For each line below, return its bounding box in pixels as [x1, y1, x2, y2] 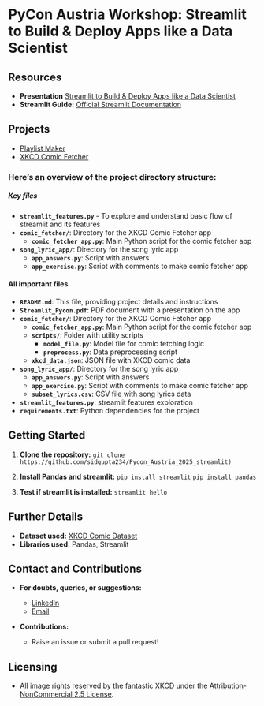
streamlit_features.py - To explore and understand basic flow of [19, 211, 232, 220]
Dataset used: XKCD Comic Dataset [19, 531, 138, 540]
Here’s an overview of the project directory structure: [8, 171, 217, 182]
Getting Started [8, 428, 86, 443]
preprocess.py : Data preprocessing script [43, 347, 178, 357]
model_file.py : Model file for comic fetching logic [43, 338, 205, 348]
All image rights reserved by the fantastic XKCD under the [19, 681, 208, 691]
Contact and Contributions [8, 562, 142, 575]
